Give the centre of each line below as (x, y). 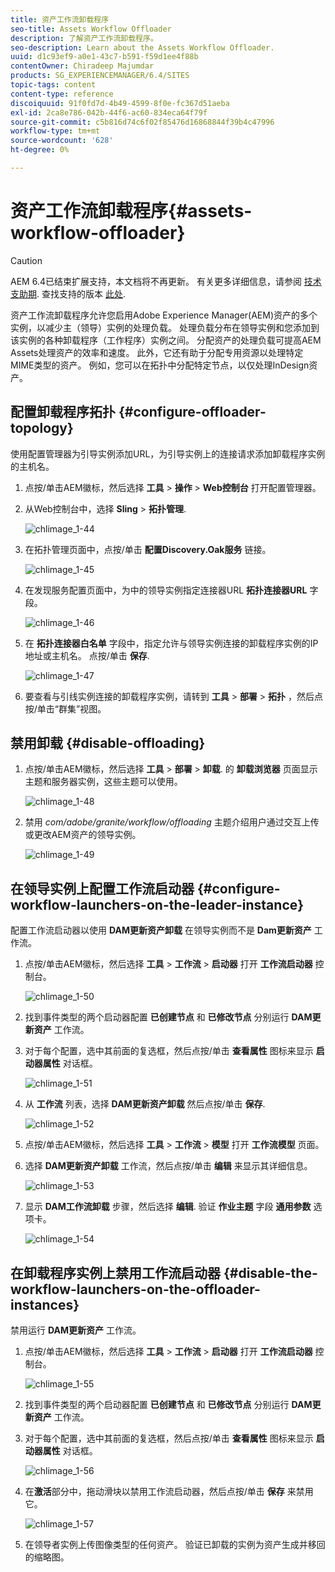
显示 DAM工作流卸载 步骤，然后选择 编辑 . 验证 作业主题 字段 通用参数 (168, 1207)
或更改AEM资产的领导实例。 (83, 835)
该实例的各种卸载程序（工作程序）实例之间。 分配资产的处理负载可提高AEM (166, 340)
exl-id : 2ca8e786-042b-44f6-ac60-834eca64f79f (109, 112)
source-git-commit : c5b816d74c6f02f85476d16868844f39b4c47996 (142, 122)
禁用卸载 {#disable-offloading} (108, 743)
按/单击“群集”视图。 (65, 708)
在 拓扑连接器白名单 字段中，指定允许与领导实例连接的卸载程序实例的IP (171, 643)
